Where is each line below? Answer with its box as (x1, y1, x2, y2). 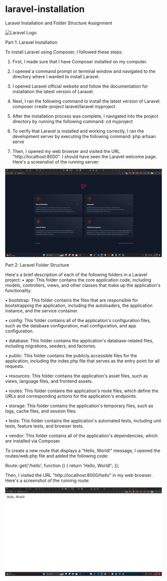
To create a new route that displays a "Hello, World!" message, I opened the (5, 447, 161, 454)
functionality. (5, 288, 32, 293)
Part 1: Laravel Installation (5, 39, 58, 45)
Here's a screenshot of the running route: (5, 477, 90, 484)
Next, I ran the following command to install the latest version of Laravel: (12, 98, 161, 104)
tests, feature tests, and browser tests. (5, 423, 84, 429)
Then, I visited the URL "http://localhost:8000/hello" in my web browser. (5, 472, 153, 478)
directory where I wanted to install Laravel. (12, 73, 100, 79)
